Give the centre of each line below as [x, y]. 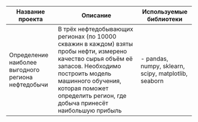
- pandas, [154, 59]
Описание [97, 15]
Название [31, 12]
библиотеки [165, 19]
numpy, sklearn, [163, 66]
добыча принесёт [83, 103]
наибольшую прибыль [90, 110]
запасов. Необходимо [90, 66]
